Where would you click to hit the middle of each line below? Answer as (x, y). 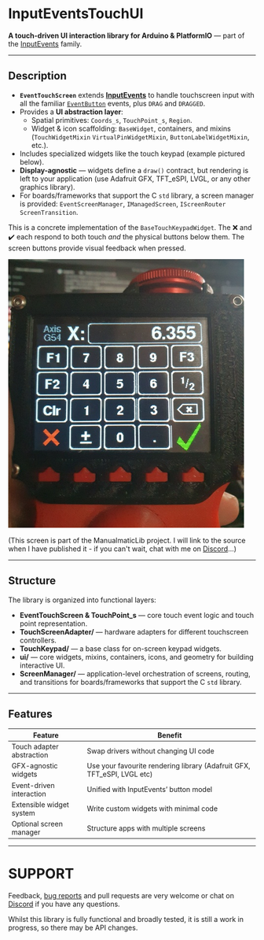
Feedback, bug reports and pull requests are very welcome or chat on (121, 895)
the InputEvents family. (45, 43)
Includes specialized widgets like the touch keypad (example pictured (132, 154)
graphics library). (48, 187)
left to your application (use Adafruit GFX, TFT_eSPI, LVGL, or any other (135, 179)
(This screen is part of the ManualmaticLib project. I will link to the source (127, 540)
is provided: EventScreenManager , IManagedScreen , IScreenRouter (123, 204)
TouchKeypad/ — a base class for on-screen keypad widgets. (121, 648)
